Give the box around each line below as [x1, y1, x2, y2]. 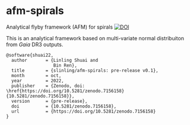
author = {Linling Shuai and [11, 57, 99, 63]
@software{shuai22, [6, 52, 54, 58]
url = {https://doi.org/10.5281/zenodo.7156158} [11, 108, 157, 114]
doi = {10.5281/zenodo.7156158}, [11, 103, 117, 109]
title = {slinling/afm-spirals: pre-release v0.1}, [11, 67, 159, 74]
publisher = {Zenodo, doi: [11, 83, 85, 89]
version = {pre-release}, [11, 98, 88, 104]
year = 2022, [11, 78, 65, 84]
